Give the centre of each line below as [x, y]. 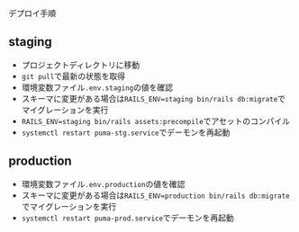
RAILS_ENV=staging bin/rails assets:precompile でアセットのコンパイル [155, 120]
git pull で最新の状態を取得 [73, 76]
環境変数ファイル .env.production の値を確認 [103, 183]
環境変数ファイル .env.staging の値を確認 [97, 87]
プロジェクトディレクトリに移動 [81, 65]
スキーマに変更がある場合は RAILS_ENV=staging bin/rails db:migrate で [153, 98]
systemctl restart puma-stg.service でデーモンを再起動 [126, 132]
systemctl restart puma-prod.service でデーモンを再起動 [128, 218]
